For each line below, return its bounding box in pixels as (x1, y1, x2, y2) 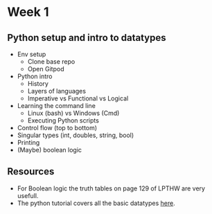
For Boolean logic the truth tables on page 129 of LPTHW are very (17, 184, 206, 193)
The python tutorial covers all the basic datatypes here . (17, 199, 175, 207)
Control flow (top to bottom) (17, 124, 98, 132)
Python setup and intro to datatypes (7, 32, 166, 44)
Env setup (17, 50, 46, 58)
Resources (7, 166, 55, 177)
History (27, 80, 48, 87)
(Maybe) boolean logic (17, 146, 82, 154)
